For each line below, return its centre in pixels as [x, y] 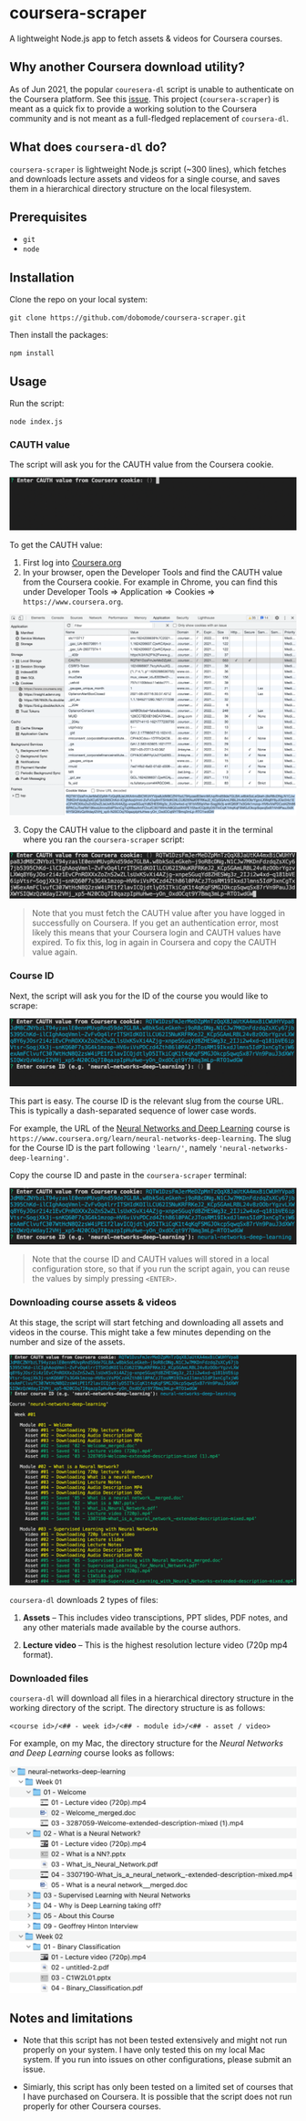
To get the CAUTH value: [56, 545]
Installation [42, 277]
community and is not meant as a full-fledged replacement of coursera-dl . [149, 118]
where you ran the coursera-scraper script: [103, 839]
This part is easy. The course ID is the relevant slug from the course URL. [147, 1101]
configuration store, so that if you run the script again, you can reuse [161, 1269]
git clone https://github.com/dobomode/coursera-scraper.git [128, 318]
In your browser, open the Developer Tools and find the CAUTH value [153, 573]
